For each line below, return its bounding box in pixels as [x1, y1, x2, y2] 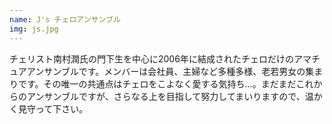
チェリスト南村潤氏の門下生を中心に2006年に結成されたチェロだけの [9, 52, 294, 65]
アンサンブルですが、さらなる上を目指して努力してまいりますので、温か [26, 90, 323, 102]
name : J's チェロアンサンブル [9, 14, 121, 25]
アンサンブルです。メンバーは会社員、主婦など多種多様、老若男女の [26, 65, 306, 77]
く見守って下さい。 [9, 102, 89, 115]
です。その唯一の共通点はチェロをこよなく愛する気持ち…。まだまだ [17, 77, 297, 90]
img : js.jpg [9, 24, 59, 34]
